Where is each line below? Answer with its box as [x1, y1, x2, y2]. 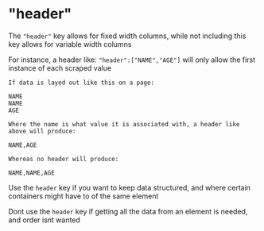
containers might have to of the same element [8, 191, 159, 201]
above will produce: [8, 127, 77, 135]
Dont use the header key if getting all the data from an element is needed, [8, 206, 248, 216]
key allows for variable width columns [8, 39, 132, 48]
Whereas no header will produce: [8, 155, 119, 163]
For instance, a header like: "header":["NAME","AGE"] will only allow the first [8, 55, 256, 64]
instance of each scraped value [8, 63, 112, 72]
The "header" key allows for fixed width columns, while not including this [8, 31, 247, 40]
